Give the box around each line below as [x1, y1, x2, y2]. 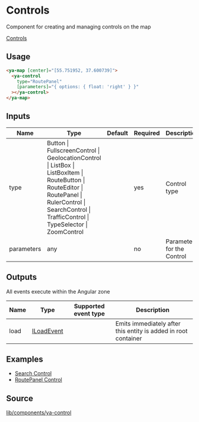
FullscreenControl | [47, 146, 100, 154]
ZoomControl [47, 227, 84, 236]
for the [165, 244, 185, 253]
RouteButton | [47, 176, 85, 184]
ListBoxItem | [47, 168, 84, 176]
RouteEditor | [47, 183, 84, 191]
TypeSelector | [47, 220, 88, 228]
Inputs [6, 111, 31, 121]
